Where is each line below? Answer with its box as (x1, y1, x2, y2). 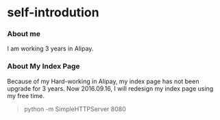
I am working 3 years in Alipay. (7, 44, 94, 52)
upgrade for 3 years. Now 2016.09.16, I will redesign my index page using (7, 84, 214, 93)
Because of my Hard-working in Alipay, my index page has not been (7, 77, 199, 85)
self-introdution (7, 5, 99, 20)
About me (7, 29, 41, 39)
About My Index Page (7, 61, 80, 71)
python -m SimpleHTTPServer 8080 (23, 104, 127, 113)
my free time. (7, 91, 45, 100)
